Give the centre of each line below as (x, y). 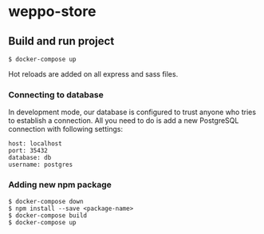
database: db (30, 158)
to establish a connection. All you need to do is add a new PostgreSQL (124, 121)
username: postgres (41, 165)
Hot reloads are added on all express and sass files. (93, 74)
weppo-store (52, 12)
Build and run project (61, 41)
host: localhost (35, 144)
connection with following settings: (66, 129)
